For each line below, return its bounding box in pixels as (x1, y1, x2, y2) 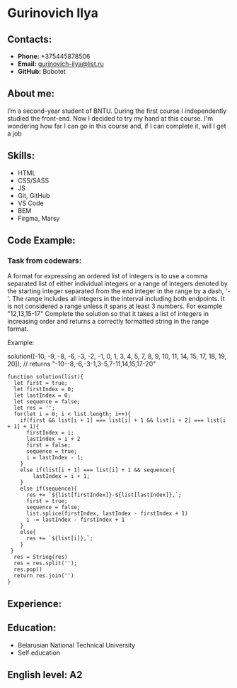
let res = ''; (13, 405, 55, 412)
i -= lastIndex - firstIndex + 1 (25, 516, 125, 523)
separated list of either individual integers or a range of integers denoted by (7, 279, 229, 288)
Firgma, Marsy (17, 214, 60, 222)
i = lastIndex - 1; (25, 454, 83, 462)
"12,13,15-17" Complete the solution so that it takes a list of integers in (7, 310, 209, 318)
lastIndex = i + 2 (25, 435, 81, 443)
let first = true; (13, 380, 69, 387)
